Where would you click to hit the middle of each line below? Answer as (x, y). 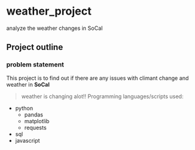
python (24, 108)
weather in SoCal (28, 84)
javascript (27, 140)
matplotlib (37, 121)
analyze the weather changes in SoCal (55, 28)
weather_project (49, 11)
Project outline (35, 47)
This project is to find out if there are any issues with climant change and (97, 78)
